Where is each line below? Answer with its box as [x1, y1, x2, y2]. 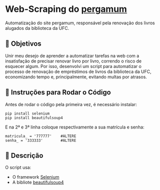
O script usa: [5, 165, 31, 171]
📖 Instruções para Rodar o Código [5, 88, 111, 97]
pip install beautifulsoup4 [5, 115, 63, 120]
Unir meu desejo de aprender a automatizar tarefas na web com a [5, 53, 140, 59]
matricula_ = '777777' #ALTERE [5, 133, 77, 138]
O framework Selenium [12, 174, 59, 180]
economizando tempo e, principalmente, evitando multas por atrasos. [5, 73, 147, 80]
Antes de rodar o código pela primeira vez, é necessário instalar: [5, 101, 137, 107]
